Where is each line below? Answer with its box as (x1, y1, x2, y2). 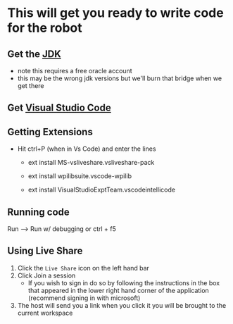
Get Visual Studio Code (7, 102, 111, 114)
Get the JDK (7, 48, 61, 60)
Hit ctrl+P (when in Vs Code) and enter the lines (17, 144, 156, 153)
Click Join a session (17, 271, 76, 280)
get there (17, 82, 44, 89)
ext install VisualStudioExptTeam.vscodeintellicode (27, 185, 176, 194)
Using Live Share (7, 245, 83, 257)
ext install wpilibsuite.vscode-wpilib (27, 172, 132, 180)
